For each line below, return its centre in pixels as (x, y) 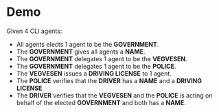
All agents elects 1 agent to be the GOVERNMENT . (88, 44)
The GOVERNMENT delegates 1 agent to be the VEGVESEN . (102, 58)
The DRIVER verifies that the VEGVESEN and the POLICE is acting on (114, 95)
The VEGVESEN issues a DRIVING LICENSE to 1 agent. (94, 74)
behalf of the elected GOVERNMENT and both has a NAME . (101, 102)
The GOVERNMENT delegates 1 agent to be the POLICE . (96, 66)
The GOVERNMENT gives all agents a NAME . (81, 52)
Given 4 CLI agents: (34, 31)
